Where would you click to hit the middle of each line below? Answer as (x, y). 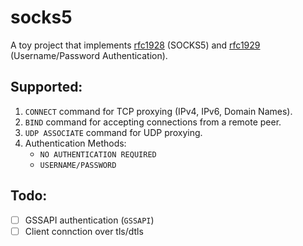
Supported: (46, 87)
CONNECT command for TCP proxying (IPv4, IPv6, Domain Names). (158, 111)
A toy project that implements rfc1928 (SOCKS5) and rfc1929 (135, 45)
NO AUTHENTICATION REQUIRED (98, 154)
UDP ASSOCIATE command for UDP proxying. (113, 132)
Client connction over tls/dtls (84, 231)
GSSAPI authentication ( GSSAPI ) (89, 220)
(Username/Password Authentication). (89, 55)
